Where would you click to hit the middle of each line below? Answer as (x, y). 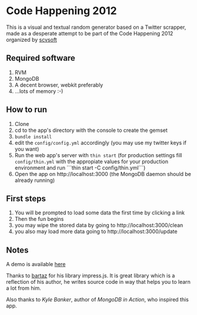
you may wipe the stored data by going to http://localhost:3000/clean (99, 226)
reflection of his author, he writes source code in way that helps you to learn (98, 282)
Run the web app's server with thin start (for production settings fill (98, 155)
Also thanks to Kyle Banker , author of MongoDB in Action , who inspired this (98, 300)
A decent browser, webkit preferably (59, 85)
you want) (27, 149)
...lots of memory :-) (39, 91)
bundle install (33, 137)
